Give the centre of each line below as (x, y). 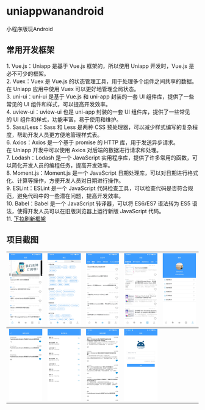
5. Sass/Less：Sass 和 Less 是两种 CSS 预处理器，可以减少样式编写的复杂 (99, 127)
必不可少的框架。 (28, 73)
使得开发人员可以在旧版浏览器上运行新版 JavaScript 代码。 (91, 211)
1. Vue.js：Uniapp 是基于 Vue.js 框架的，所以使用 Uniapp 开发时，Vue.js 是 (100, 66)
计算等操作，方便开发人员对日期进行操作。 (70, 180)
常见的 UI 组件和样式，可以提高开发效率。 (59, 104)
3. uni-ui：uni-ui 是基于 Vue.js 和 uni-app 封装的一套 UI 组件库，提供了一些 (100, 97)
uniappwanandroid (55, 11)
